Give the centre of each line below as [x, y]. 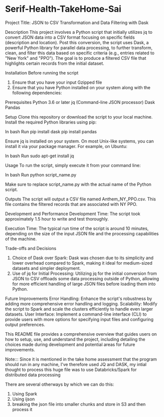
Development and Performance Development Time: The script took [73, 214]
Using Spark [25, 393]
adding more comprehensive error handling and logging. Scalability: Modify [81, 304]
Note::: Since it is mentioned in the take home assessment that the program [81, 359]
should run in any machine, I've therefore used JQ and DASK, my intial [76, 364]
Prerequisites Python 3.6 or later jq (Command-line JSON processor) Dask [80, 102]
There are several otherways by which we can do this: [59, 384]
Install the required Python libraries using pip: [51, 122]
